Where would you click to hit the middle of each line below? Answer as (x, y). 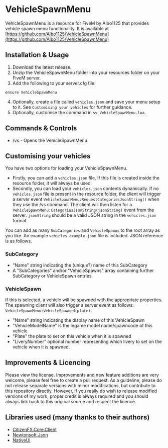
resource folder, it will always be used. (52, 183)
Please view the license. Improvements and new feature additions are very (82, 375)
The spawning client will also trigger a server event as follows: (69, 305)
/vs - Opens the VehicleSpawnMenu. (50, 140)
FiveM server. (27, 78)
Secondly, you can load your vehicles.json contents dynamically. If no (86, 189)
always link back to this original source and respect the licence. (71, 401)
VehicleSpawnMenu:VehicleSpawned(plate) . (49, 310)
